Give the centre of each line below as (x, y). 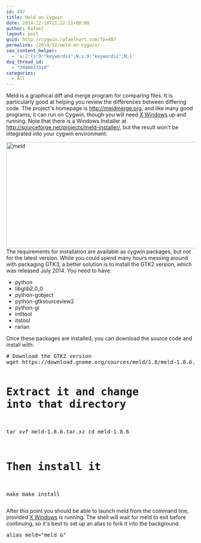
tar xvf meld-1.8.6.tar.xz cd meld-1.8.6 (68, 432)
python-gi (27, 308)
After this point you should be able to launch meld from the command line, (98, 511)
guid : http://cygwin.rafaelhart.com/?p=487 (61, 40)
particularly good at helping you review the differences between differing (96, 102)
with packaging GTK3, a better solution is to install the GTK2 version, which (99, 265)
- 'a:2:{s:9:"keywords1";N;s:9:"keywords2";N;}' (73, 56)
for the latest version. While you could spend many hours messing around (97, 258)
